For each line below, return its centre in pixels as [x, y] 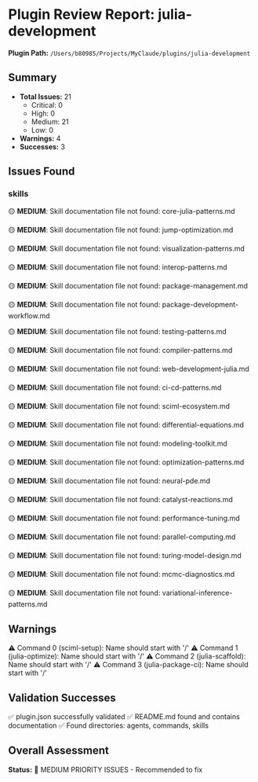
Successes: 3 [42, 146]
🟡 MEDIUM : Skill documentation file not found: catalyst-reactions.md [121, 500]
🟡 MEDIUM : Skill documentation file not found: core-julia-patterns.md [122, 211]
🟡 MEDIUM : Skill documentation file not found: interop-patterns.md [118, 267]
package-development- [200, 305]
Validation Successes [62, 698]
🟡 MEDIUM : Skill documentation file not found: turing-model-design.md [125, 556]
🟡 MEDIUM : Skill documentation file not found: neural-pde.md [109, 481]
